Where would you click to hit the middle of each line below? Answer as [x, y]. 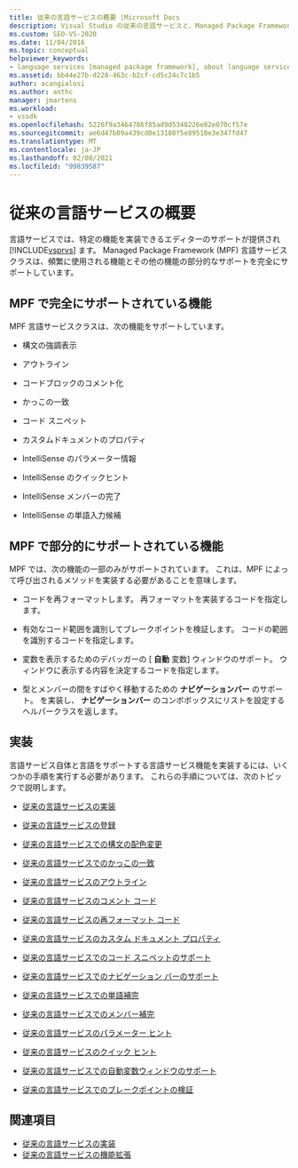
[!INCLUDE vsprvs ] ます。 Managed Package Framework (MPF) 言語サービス [149, 251]
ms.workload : [33, 108]
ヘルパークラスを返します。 [72, 711]
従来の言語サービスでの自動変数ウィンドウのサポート [119, 1070]
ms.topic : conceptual [49, 51]
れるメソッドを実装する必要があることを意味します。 [145, 580]
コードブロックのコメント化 [73, 383]
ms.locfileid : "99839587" [57, 166]
